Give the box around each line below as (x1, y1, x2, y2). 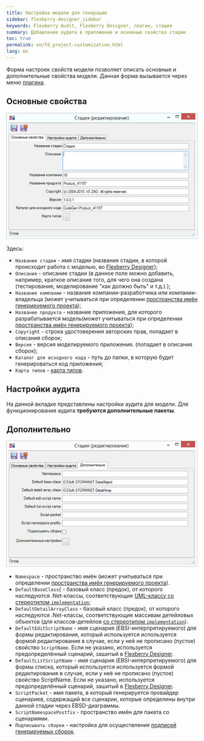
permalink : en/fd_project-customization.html (6, 42, 123, 48)
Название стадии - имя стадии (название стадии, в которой (15, 256, 168, 264)
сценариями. (15, 715, 49, 722)
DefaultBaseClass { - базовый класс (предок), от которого (15, 585, 163, 593)
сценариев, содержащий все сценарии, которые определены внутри (15, 695, 195, 703)
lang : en (6, 49, 29, 55)
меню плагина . (6, 78, 46, 86)
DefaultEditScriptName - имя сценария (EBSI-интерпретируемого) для (15, 624, 197, 631)
